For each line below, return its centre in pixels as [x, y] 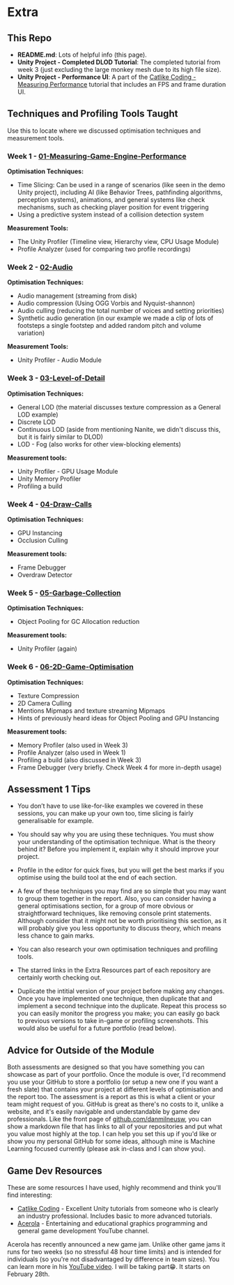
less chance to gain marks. [56, 936]
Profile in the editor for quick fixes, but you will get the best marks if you [121, 870]
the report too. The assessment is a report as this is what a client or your [111, 1097]
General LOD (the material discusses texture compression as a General [119, 407]
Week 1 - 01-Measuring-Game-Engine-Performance [97, 156]
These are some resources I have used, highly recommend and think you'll [114, 1188]
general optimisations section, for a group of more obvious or [105, 906]
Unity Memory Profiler [49, 479]
